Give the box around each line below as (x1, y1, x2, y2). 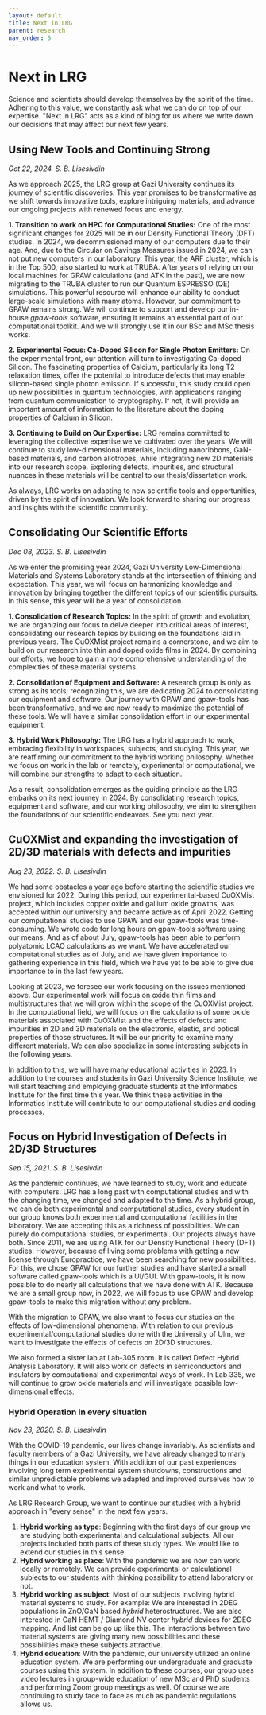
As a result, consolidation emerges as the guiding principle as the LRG (8, 784, 238, 793)
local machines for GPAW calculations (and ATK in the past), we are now (8, 271, 245, 280)
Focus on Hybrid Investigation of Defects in (8, 1130, 228, 1143)
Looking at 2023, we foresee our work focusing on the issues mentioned (8, 981, 246, 991)
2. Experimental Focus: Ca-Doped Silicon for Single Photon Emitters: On (8, 345, 250, 355)
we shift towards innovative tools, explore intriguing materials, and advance (8, 196, 256, 205)
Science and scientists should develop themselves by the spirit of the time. (8, 95, 253, 104)
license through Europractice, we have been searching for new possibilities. (8, 1255, 256, 1264)
